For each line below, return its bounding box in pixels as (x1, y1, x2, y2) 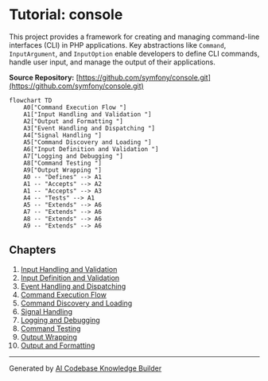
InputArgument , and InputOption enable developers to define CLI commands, (9, 49, 260, 58)
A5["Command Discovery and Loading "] (23, 138, 152, 146)
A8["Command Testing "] (23, 159, 103, 167)
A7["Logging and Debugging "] (23, 152, 124, 160)
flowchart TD (9, 96, 52, 104)
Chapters (9, 243, 56, 257)
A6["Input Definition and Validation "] (23, 145, 159, 153)
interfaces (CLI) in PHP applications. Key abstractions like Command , (9, 40, 227, 49)
